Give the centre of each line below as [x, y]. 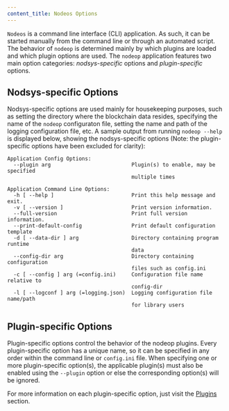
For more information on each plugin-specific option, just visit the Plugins [112, 394]
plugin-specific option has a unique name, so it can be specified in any [108, 351]
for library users [158, 305]
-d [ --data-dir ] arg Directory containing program [116, 238]
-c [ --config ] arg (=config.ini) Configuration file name [108, 275]
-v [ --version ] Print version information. [113, 208]
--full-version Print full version [101, 214]
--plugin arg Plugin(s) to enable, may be [114, 165]
